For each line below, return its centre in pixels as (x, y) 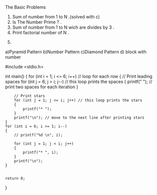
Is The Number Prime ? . (37, 22)
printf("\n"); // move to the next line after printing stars (79, 118)
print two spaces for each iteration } (42, 87)
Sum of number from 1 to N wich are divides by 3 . (63, 27)
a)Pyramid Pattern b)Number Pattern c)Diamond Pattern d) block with (76, 52)
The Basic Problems (25, 7)
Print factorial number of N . (40, 32)
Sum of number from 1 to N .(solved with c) (56, 17)
